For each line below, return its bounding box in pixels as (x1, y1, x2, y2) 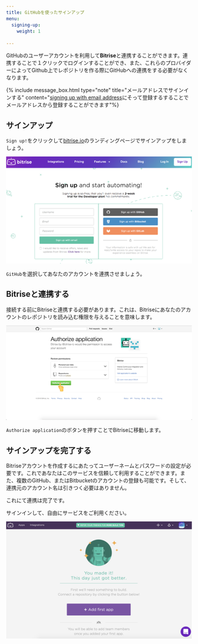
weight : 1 (16, 28, 41, 34)
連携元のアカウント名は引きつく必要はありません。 (6, 484, 130, 491)
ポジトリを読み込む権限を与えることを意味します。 (31, 313, 156, 321)
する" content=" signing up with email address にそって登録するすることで (11, 94, 189, 101)
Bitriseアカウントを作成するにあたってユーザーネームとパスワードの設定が (6, 463, 187, 470)
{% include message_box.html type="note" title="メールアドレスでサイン (6, 87, 184, 94)
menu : (6, 15, 19, 22)
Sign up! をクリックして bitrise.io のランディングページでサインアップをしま (6, 137, 187, 144)
